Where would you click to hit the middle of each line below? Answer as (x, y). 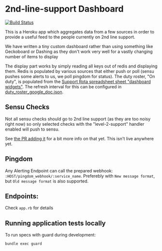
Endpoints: (22, 196)
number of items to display (32, 56)
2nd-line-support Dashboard (64, 9)
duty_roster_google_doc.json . (34, 92)
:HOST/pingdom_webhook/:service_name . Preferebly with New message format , (80, 176)
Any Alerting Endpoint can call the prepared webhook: (59, 170)
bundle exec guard (23, 244)
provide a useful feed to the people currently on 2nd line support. (70, 37)
